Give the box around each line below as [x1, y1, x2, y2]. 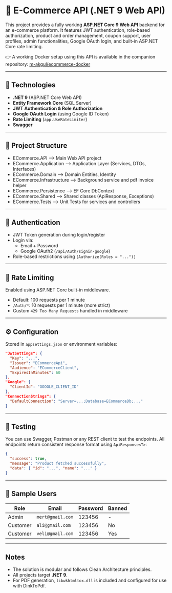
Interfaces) [12, 166, 36, 172]
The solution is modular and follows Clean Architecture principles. [12, 566, 152, 572]
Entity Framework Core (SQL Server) [12, 100, 92, 106]
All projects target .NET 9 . [12, 572, 68, 578]
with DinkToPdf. [12, 583, 46, 589]
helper [12, 182, 27, 188]
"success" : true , [10, 456, 47, 461]
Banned [108, 505, 127, 512]
